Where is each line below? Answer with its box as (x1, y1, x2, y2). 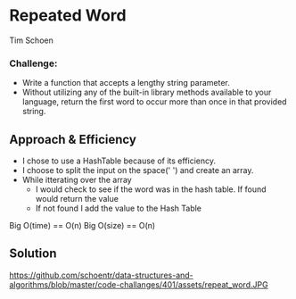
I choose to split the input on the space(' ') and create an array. (21, 165, 254, 176)
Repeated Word (9, 5, 127, 26)
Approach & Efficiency (9, 131, 136, 147)
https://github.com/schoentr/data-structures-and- (9, 270, 193, 280)
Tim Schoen (9, 35, 53, 46)
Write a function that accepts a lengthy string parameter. (21, 78, 230, 88)
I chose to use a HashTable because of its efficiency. (21, 155, 217, 166)
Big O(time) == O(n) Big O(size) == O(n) (9, 220, 156, 231)
